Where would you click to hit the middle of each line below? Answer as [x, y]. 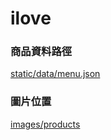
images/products [45, 124]
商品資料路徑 [41, 52]
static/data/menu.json [55, 74]
